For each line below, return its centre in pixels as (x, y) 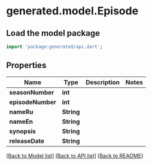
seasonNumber (32, 92)
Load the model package (53, 33)
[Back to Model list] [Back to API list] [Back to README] (75, 155)
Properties (26, 65)
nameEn (21, 121)
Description (103, 82)
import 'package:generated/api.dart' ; (54, 47)
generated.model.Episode (72, 11)
